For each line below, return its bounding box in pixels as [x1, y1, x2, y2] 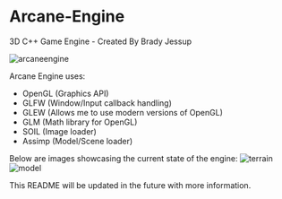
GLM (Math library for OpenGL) [21, 117, 138, 127]
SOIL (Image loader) [21, 125, 97, 136]
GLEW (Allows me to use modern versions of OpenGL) [21, 107, 224, 117]
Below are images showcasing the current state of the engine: [9, 152, 238, 163]
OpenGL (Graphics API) [21, 88, 109, 99]
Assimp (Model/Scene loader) [21, 135, 133, 146]
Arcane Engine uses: [9, 70, 86, 82]
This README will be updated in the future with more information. [9, 179, 252, 190]
